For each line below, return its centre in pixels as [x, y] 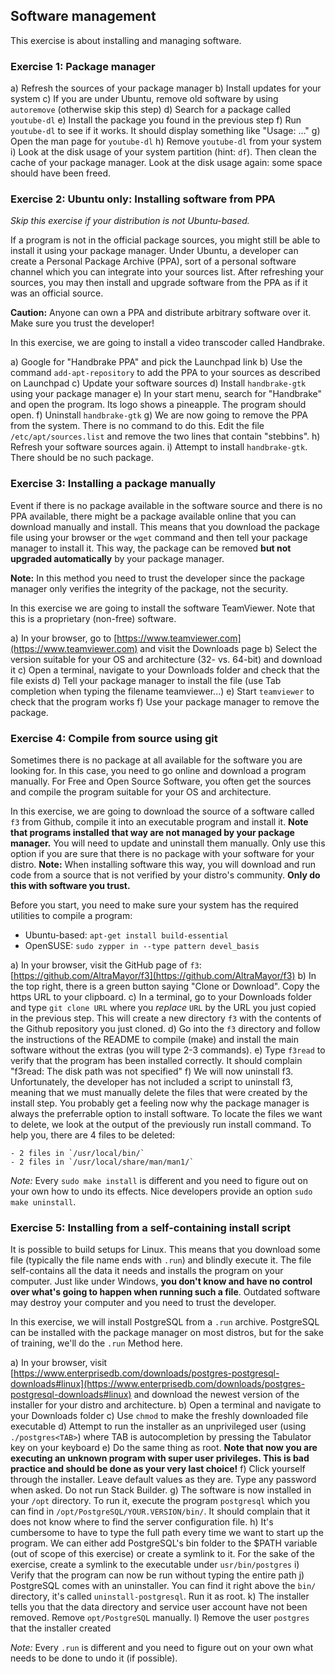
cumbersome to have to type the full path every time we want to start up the [167, 1533]
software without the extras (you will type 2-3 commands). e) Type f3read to [168, 1050]
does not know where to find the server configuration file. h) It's [142, 1522]
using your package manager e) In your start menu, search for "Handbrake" [166, 394]
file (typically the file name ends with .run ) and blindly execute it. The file [161, 1260]
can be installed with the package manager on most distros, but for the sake [167, 1333]
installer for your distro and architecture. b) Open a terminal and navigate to [166, 1405]
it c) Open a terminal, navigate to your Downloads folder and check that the [165, 670]
